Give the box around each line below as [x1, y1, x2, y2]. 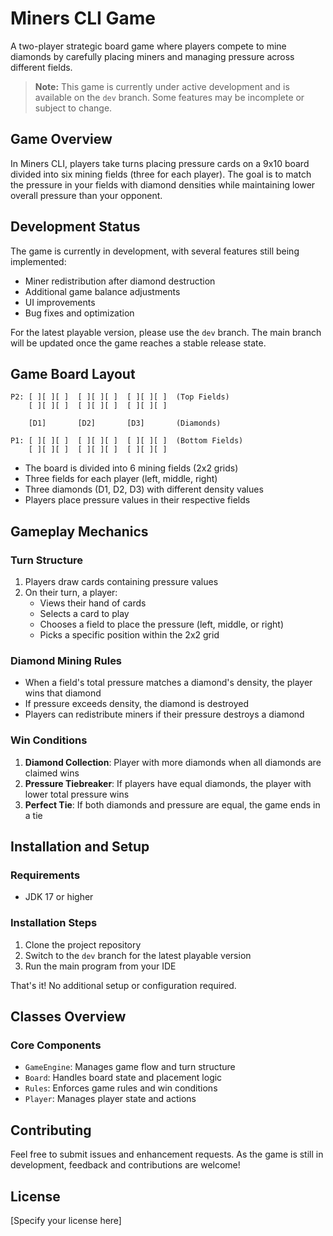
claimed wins [24, 767, 80, 779]
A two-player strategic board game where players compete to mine [10, 40, 287, 52]
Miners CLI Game [10, 7, 157, 30]
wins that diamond [24, 687, 102, 699]
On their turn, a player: [24, 587, 118, 599]
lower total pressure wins [24, 788, 130, 800]
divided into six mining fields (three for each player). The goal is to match [10, 168, 312, 180]
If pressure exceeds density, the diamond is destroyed [24, 698, 250, 710]
